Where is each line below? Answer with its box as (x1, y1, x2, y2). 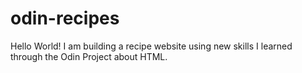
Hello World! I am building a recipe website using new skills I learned (10, 40, 293, 52)
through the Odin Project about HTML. (10, 50, 168, 62)
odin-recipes (10, 7, 120, 30)
